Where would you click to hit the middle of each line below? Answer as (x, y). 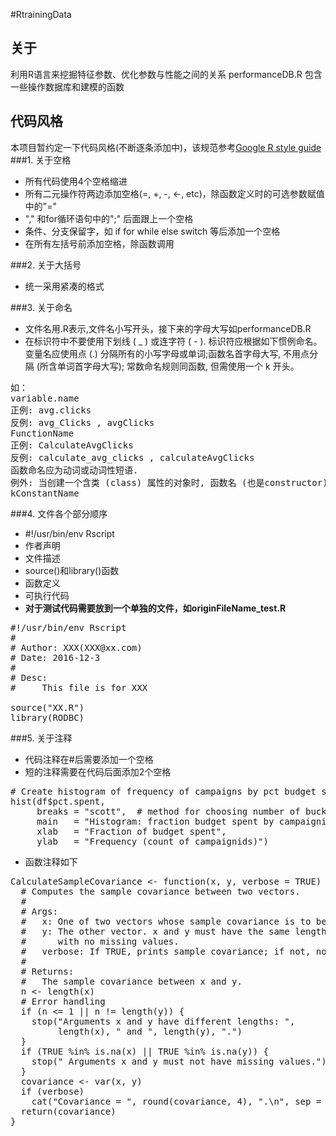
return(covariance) (68, 1111)
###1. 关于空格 (41, 160)
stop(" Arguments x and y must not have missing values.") (179, 1061)
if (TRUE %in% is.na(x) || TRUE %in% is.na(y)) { (145, 1051)
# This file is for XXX (79, 687)
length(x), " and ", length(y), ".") (150, 1031)
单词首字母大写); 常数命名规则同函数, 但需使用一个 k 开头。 (178, 366)
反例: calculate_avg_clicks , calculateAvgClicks (132, 457)
